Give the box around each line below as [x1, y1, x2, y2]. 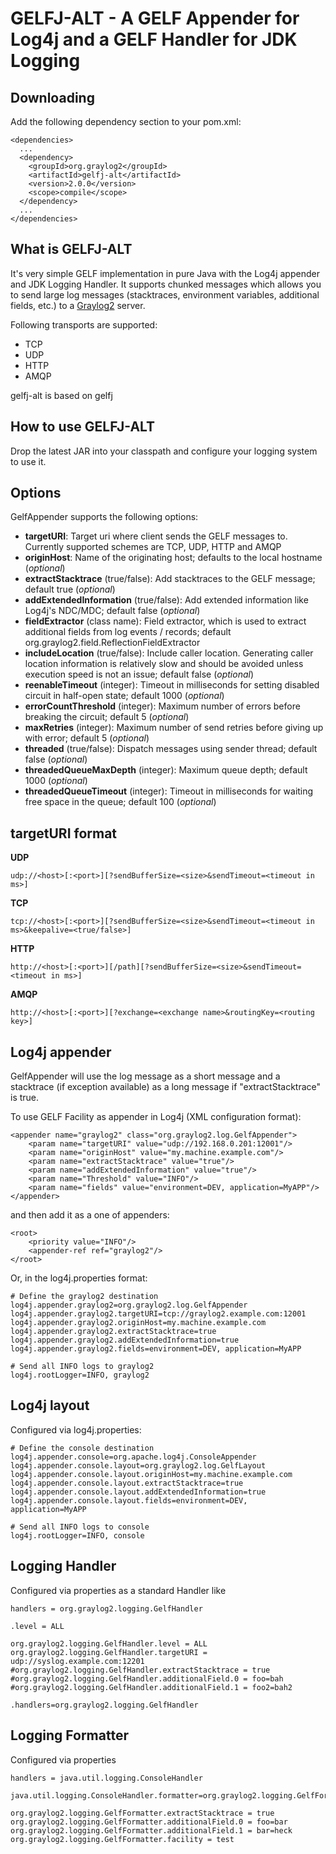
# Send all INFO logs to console [10, 1522, 150, 1532]
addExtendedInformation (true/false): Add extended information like [24, 594, 309, 606]
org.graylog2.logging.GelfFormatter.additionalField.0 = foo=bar [10, 1817, 288, 1827]
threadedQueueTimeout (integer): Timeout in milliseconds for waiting [24, 785, 314, 797]
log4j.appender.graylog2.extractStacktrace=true [10, 1327, 217, 1337]
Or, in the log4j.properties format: [10, 1272, 148, 1284]
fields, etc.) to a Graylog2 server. [10, 299, 146, 311]
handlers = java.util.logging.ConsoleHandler [10, 1773, 203, 1783]
